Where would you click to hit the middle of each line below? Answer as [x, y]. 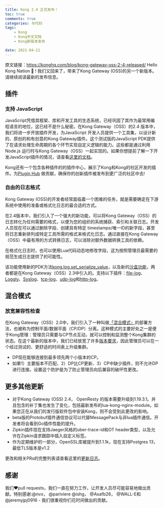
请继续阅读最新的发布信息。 [33, 77]
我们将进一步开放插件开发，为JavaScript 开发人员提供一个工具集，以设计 [79, 133]
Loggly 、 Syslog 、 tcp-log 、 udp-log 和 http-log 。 [53, 279]
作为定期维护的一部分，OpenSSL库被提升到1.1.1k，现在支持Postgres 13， [85, 442]
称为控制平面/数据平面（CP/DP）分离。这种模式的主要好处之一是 [87, 329]
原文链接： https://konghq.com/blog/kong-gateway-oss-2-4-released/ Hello [81, 64]
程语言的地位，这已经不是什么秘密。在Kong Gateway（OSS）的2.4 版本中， [81, 127]
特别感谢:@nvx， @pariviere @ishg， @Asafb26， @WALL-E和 [77, 494]
